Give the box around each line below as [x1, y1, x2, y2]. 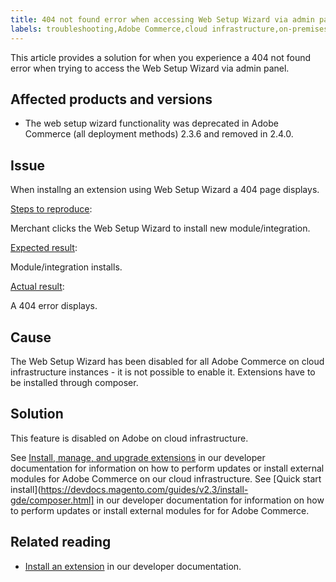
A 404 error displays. [10, 300, 98, 312]
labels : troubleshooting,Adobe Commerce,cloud [10, 24, 208, 34]
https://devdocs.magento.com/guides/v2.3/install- [40, 483, 249, 495]
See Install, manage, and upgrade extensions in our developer [10, 451, 266, 463]
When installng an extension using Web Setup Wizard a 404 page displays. [10, 184, 320, 196]
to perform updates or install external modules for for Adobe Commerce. [10, 504, 310, 516]
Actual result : [10, 281, 65, 293]
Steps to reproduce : [10, 203, 93, 215]
